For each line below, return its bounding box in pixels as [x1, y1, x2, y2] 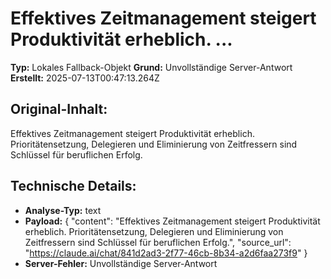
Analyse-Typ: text [24, 204, 102, 216]
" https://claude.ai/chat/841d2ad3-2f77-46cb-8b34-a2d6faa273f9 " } [24, 247, 308, 259]
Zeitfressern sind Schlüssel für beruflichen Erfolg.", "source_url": [24, 236, 292, 248]
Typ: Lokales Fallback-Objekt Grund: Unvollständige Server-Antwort [10, 61, 293, 73]
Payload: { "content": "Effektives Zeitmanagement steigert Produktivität [24, 215, 321, 227]
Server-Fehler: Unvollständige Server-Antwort [24, 257, 218, 269]
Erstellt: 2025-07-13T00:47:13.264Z [10, 72, 160, 84]
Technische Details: [10, 178, 137, 195]
